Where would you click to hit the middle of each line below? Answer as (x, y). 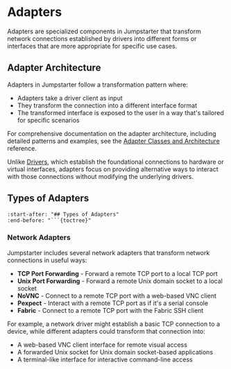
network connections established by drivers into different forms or (102, 38)
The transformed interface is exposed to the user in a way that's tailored (120, 112)
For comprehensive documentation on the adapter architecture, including (112, 133)
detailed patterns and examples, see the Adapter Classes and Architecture (113, 141)
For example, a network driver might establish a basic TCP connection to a (114, 324)
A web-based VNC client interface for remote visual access (102, 345)
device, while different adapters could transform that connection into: (106, 331)
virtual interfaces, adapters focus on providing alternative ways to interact (113, 169)
